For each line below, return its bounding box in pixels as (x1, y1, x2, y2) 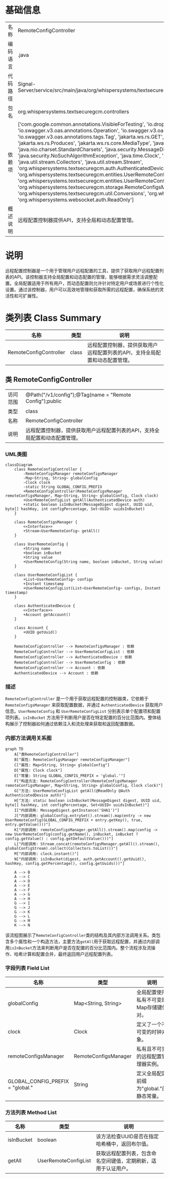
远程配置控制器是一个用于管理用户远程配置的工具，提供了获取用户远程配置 (5, 267, 159, 273)
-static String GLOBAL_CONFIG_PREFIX (23, 484, 102, 489)
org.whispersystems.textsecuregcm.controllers (18, 108, 129, 115)
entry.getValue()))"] (5, 822, 51, 827)
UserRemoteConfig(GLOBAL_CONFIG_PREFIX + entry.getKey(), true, (5, 818, 143, 823)
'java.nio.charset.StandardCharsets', (18, 145, 104, 153)
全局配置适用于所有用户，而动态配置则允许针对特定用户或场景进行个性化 (14, 280, 164, 286)
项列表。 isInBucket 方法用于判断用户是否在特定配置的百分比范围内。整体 (5, 714, 157, 720)
